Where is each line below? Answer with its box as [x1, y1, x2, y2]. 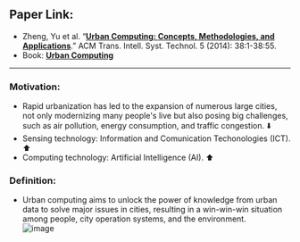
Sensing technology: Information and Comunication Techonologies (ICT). [21, 133, 291, 144]
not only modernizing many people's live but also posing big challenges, [21, 111, 288, 121]
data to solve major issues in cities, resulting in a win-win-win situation [21, 204, 283, 215]
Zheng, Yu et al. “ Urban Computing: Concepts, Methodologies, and [21, 30, 275, 41]
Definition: [9, 174, 56, 187]
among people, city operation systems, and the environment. [21, 213, 247, 224]
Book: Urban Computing [21, 49, 114, 61]
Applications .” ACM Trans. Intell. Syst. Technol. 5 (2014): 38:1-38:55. [21, 40, 277, 51]
